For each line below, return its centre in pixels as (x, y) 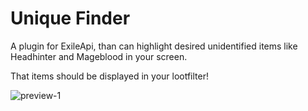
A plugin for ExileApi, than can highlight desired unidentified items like (154, 46)
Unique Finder (70, 18)
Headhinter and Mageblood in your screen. (99, 56)
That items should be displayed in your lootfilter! (109, 76)
